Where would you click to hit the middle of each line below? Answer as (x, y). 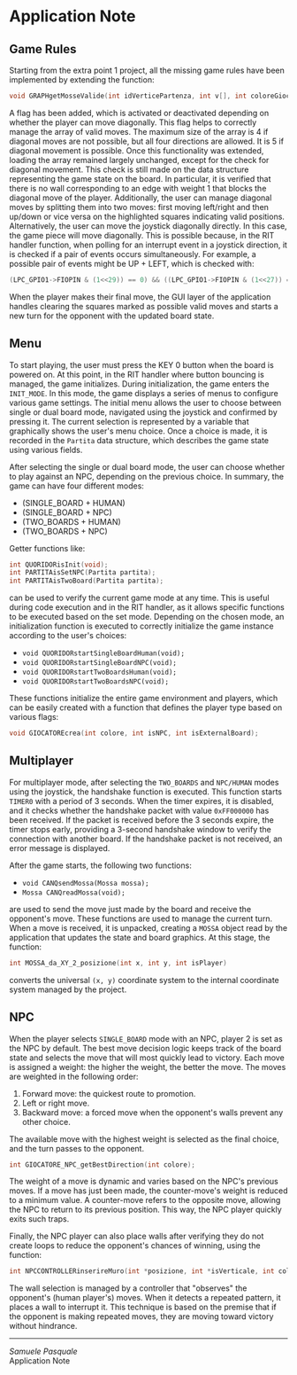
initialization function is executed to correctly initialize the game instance (141, 626)
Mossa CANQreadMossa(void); (73, 893)
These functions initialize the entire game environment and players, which (144, 699)
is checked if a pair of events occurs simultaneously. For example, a (133, 254)
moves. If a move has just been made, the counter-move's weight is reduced (148, 1191)
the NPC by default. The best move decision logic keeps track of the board (145, 1048)
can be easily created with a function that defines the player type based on (146, 707)
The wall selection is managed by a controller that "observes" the (128, 1288)
